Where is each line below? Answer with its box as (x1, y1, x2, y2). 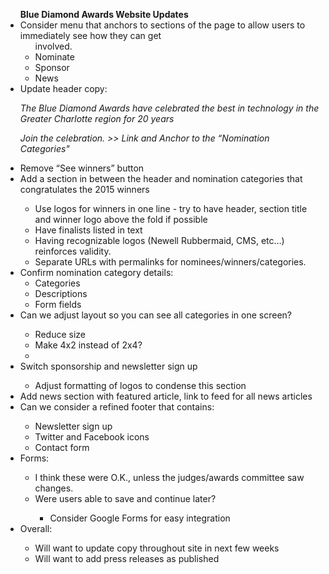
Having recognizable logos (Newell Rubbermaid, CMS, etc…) (34, 235, 285, 246)
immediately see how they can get (19, 30, 162, 41)
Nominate (34, 51, 75, 63)
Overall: (19, 523, 53, 534)
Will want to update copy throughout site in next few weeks (34, 542, 280, 554)
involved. (34, 40, 73, 52)
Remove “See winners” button (19, 162, 145, 174)
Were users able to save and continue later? (34, 493, 217, 504)
